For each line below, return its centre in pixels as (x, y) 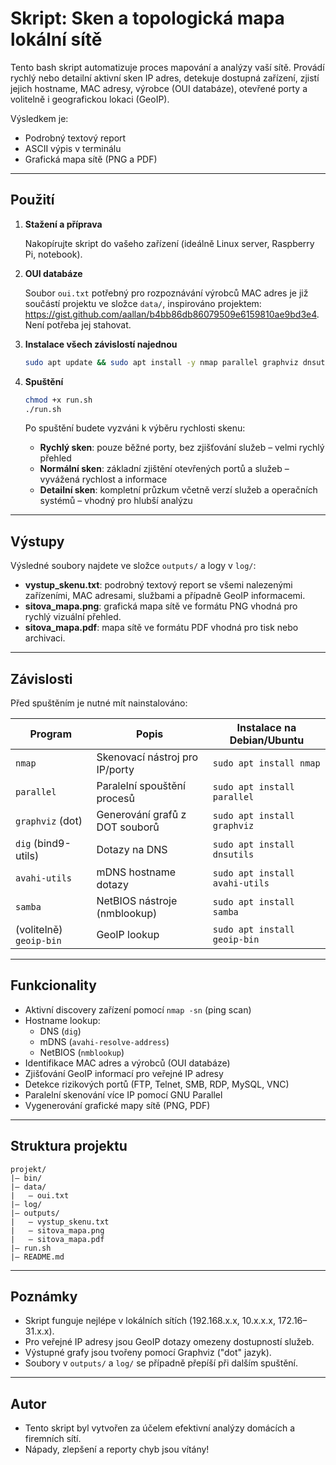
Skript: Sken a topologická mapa (147, 18)
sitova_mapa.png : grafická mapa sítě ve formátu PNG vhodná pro (161, 606)
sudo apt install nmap (266, 763)
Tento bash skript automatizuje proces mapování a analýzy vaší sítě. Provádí (167, 67)
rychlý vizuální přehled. (73, 617)
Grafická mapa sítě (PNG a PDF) (91, 159)
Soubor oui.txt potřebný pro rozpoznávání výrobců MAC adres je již (166, 293)
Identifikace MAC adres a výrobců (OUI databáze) (127, 1063)
